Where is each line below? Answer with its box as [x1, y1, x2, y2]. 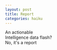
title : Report [5, 12, 34, 17]
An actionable [5, 30, 33, 35]
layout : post [5, 7, 32, 12]
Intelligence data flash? [5, 34, 53, 40]
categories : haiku [5, 16, 43, 21]
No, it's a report [5, 40, 37, 46]
